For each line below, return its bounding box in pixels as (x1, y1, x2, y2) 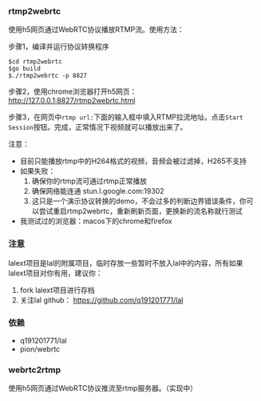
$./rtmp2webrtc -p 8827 (8, 72, 88, 80)
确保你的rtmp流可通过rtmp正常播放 (31, 176, 148, 186)
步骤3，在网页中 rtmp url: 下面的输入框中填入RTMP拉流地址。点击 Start (8, 112, 243, 122)
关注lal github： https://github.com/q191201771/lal (19, 295, 184, 305)
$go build (8, 65, 42, 73)
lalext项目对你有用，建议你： (8, 268, 103, 278)
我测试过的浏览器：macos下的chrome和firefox (19, 216, 173, 226)
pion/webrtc (19, 344, 61, 354)
